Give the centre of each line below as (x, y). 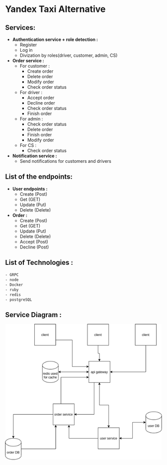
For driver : (31, 92)
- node (12, 280)
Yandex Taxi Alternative (55, 9)
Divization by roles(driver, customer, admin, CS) (69, 55)
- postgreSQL (19, 300)
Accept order (41, 98)
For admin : (31, 119)
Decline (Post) (34, 247)
